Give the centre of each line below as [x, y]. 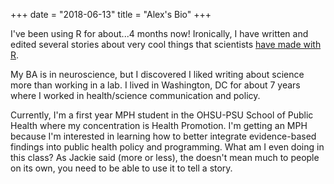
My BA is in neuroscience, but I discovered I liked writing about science [157, 74]
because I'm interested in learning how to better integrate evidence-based [163, 136]
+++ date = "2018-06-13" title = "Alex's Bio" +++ [111, 14]
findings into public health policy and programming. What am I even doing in [167, 147]
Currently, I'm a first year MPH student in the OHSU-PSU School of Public [162, 115]
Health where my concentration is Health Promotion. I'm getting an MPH [159, 125]
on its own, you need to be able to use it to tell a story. [121, 168]
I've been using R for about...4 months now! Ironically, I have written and [159, 33]
